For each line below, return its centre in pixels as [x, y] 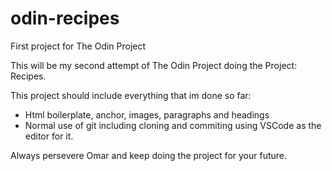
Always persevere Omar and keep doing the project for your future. [149, 155]
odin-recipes [65, 18]
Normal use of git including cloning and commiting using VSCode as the [173, 125]
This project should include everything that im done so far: [131, 95]
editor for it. [49, 136]
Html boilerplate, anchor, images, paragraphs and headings [147, 114]
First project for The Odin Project [78, 46]
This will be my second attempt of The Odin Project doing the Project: [154, 65]
